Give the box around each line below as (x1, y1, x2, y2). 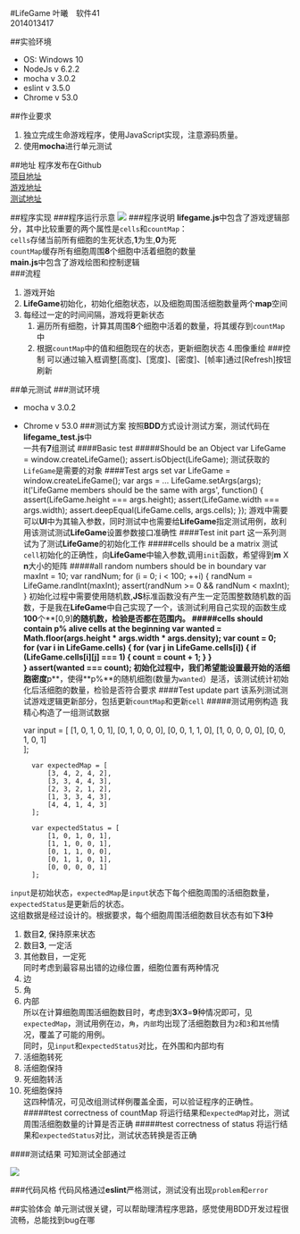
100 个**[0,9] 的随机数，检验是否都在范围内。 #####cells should (22, 613, 263, 624)
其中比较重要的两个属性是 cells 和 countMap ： (25, 223, 188, 234)
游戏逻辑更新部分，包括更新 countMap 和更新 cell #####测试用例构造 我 (30, 696, 288, 706)
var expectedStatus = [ (31, 824, 120, 833)
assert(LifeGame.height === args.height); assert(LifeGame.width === (22, 494, 280, 505)
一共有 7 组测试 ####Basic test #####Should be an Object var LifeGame (22, 443, 287, 453)
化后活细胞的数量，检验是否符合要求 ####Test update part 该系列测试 (22, 684, 280, 695)
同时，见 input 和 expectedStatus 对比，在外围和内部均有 (22, 1040, 225, 1051)
